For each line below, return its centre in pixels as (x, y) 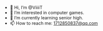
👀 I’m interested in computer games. (47, 13)
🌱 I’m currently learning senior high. (47, 18)
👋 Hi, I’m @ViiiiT (26, 8)
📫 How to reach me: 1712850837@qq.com (54, 23)
